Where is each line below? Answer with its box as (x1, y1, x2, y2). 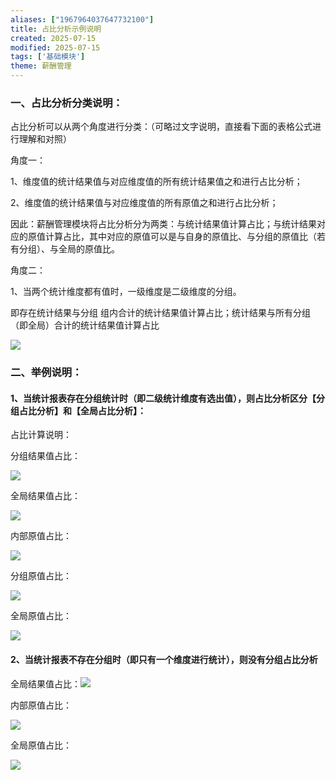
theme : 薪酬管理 (10, 61, 72, 71)
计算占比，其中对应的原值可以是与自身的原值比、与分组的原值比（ (44, 231, 317, 243)
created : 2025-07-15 (10, 33, 97, 43)
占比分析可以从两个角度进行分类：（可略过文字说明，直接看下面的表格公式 (10, 121, 313, 133)
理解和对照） (18, 133, 72, 145)
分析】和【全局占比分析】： (36, 404, 147, 416)
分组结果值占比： (10, 450, 81, 462)
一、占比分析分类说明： (10, 96, 123, 110)
